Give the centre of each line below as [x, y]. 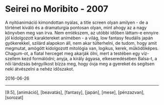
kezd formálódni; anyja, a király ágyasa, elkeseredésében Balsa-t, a [89, 58]
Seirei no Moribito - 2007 [57, 9]
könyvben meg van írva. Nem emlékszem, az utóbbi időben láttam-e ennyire [82, 33]
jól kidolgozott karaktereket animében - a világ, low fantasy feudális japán [79, 38]
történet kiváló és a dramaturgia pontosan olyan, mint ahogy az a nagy [76, 27]
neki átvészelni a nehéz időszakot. [40, 69]
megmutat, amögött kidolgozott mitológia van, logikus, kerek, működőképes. [82, 48]
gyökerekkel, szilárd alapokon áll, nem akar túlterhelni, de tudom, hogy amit [81, 43]
